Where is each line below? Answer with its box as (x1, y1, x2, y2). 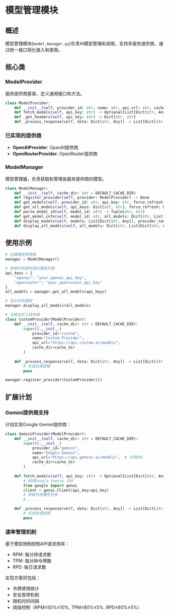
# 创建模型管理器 (5, 252, 36, 257)
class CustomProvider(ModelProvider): (5, 317, 87, 322)
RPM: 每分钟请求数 (12, 552, 52, 558)
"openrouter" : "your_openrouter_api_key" (14, 280, 102, 285)
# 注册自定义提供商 (5, 312, 40, 317)
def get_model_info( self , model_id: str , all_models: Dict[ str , (14, 214, 152, 219)
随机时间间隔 (12, 598, 39, 604)
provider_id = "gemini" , (32, 445, 80, 451)
